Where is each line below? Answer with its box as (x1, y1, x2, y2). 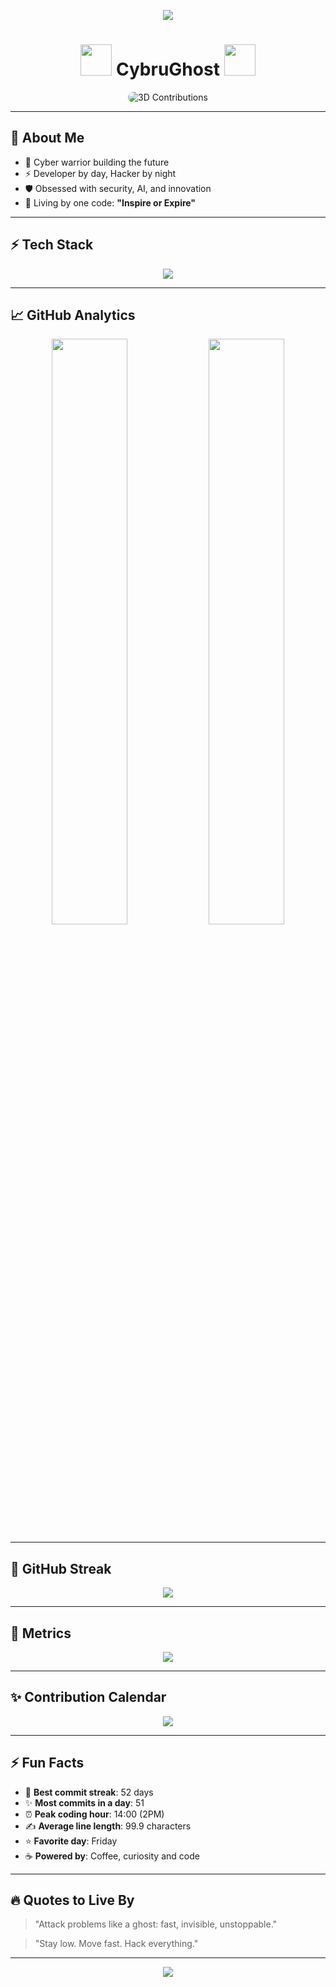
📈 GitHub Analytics (10, 306, 136, 324)
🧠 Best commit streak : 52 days (24, 1786, 154, 1798)
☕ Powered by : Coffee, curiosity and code (24, 1850, 200, 1862)
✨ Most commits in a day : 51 (24, 1796, 145, 1809)
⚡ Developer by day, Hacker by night (24, 167, 177, 179)
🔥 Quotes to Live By (10, 1892, 135, 1909)
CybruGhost (116, 58, 220, 81)
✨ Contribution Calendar (10, 1689, 167, 1706)
